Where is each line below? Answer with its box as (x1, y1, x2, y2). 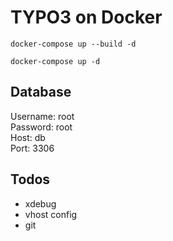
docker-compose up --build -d (10, 39, 137, 49)
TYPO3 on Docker (10, 6, 163, 29)
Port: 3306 (10, 142, 55, 154)
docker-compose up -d (10, 56, 101, 66)
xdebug (24, 197, 57, 210)
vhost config (24, 208, 78, 220)
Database (10, 84, 72, 101)
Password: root (10, 121, 73, 133)
